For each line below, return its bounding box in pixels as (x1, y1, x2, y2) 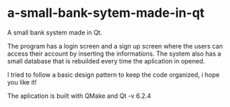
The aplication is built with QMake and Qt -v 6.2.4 (7, 92, 151, 100)
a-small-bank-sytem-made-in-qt (7, 5, 205, 21)
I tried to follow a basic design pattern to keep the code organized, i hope (7, 70, 220, 79)
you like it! (7, 77, 37, 86)
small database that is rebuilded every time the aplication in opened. (7, 56, 205, 65)
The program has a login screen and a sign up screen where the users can (7, 42, 223, 50)
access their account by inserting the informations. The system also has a (7, 49, 222, 58)
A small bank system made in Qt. (7, 28, 103, 37)
